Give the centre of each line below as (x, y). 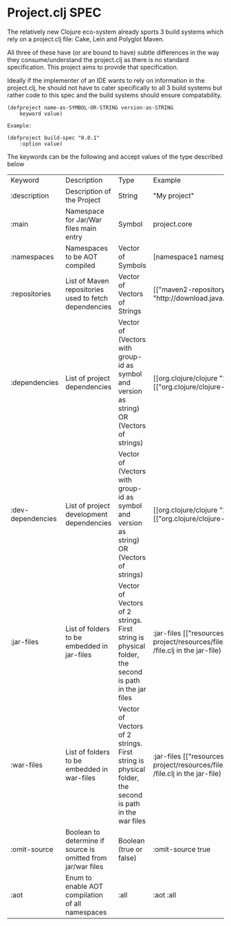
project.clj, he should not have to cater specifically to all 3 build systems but (115, 88)
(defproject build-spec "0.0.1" (53, 138)
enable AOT (84, 886)
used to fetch (87, 298)
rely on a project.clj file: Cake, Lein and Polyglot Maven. (86, 39)
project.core (173, 224)
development (86, 514)
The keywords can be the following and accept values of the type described (115, 156)
